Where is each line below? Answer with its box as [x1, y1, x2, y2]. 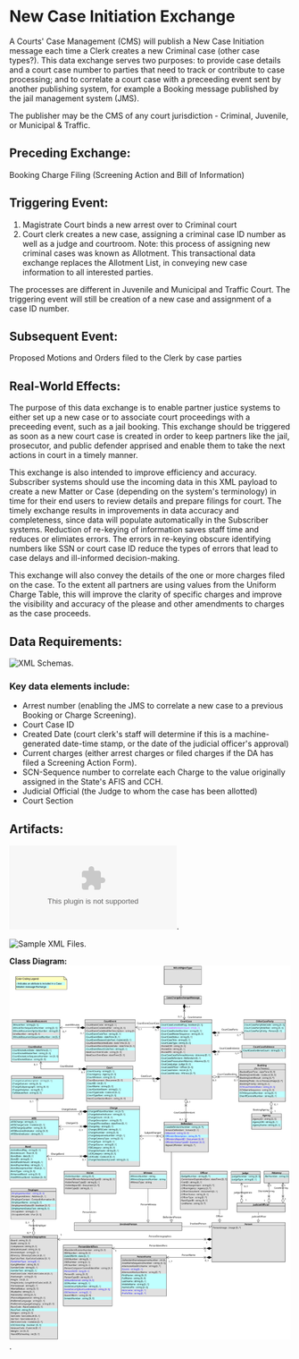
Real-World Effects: [9, 378, 121, 394]
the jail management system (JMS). [9, 92, 140, 104]
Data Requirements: [9, 633, 122, 650]
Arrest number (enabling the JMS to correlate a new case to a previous [21, 701, 284, 711]
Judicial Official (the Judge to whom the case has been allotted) [21, 786, 258, 797]
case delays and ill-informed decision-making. [9, 553, 180, 564]
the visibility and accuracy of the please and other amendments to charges [9, 599, 285, 609]
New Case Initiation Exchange [9, 6, 236, 27]
